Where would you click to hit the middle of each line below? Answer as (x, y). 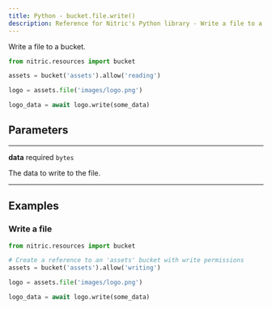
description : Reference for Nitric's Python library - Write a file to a (136, 23)
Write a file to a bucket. (47, 46)
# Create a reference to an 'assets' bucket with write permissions (126, 260)
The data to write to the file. (55, 173)
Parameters (38, 130)
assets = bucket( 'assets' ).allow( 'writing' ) (85, 268)
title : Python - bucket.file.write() (72, 16)
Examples (34, 206)
